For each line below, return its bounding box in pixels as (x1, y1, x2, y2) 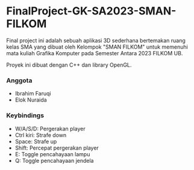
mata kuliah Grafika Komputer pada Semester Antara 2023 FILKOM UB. (6, 49, 183, 56)
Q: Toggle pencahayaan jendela (14, 157, 94, 164)
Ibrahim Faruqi (14, 90, 51, 97)
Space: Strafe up (14, 138, 57, 145)
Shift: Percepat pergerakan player (14, 144, 99, 151)
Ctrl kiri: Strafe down (14, 131, 67, 139)
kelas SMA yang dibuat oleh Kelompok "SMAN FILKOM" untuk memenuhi (6, 43, 188, 50)
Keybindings (6, 111, 44, 120)
